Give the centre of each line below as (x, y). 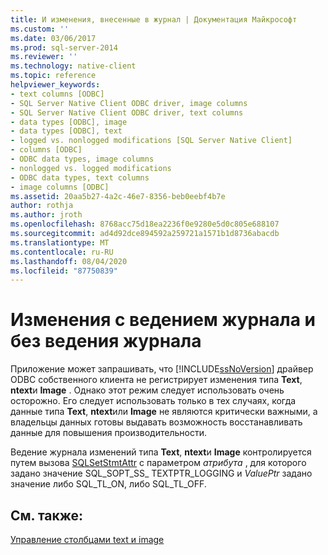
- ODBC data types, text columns (80, 177)
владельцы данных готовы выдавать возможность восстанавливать (156, 422)
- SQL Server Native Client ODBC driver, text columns (127, 112)
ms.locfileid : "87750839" (64, 271)
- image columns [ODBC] (60, 187)
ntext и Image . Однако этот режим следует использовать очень (147, 390)
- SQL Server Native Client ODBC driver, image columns (129, 103)
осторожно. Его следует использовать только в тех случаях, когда (153, 401)
